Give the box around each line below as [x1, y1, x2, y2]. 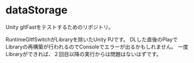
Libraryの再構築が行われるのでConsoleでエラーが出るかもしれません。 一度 [5, 43, 189, 50]
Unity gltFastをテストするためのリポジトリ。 [5, 23, 114, 30]
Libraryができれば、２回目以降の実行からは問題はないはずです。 [5, 50, 162, 57]
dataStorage [5, 3, 68, 17]
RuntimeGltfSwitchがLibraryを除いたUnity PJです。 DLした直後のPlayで [5, 36, 178, 43]
